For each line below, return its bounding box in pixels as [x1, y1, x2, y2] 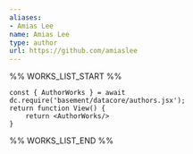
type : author [9, 38, 58, 47]
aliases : [9, 13, 42, 22]
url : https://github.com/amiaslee [9, 47, 138, 56]
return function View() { [9, 104, 105, 113]
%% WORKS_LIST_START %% [9, 71, 122, 81]
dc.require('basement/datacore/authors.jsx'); [9, 96, 186, 106]
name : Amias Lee [9, 30, 70, 38]
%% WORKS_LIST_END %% [9, 135, 114, 146]
